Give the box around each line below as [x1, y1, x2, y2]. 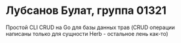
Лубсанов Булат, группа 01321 [5, 4, 166, 18]
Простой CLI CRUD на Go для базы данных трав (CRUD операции [5, 24, 176, 31]
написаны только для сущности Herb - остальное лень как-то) [5, 30, 168, 37]
